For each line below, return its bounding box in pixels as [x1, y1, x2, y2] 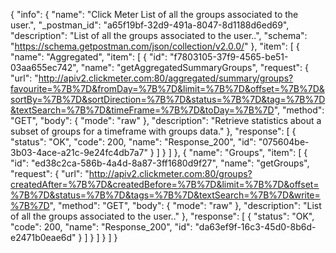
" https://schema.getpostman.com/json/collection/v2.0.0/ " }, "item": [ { [10, 40, 300, 52]
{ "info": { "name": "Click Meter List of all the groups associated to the [10, 9, 299, 20]
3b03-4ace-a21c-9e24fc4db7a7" [10, 147, 148, 158]
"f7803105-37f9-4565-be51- [169, 51, 289, 63]
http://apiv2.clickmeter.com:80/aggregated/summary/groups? [38, 72, 294, 84]
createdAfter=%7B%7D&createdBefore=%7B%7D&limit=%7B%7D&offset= [10, 179, 320, 190]
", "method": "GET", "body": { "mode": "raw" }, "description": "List [49, 200, 322, 211]
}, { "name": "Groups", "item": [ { [173, 147, 308, 158]
